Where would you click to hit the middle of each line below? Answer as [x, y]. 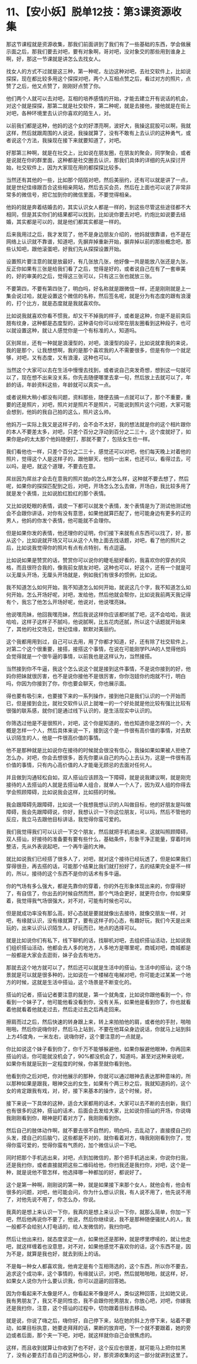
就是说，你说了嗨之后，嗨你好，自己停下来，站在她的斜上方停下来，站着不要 [98, 1320]
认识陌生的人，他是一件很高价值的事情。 [55, 737]
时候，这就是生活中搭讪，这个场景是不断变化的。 [75, 982]
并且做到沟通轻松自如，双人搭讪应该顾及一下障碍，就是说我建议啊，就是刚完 [98, 777]
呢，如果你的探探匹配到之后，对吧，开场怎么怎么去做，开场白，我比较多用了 [98, 486]
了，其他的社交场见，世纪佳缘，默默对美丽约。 [62, 629]
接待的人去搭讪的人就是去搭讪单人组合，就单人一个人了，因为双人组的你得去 [98, 784]
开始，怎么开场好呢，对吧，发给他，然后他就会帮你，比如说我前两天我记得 [101, 594]
